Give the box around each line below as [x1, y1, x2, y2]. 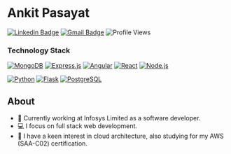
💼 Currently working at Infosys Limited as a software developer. [17, 114, 201, 122]
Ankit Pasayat [7, 5, 90, 21]
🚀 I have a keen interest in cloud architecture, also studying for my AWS [17, 132, 224, 141]
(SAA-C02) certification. [17, 139, 87, 148]
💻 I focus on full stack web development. [17, 122, 138, 130]
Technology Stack [7, 45, 71, 55]
